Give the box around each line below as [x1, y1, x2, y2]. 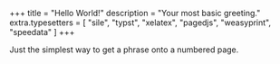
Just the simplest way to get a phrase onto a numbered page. [9, 44, 239, 55]
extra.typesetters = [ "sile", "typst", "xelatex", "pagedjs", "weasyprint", [9, 17, 272, 28]
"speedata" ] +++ [9, 27, 75, 37]
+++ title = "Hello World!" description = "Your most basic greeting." [9, 8, 261, 18]
